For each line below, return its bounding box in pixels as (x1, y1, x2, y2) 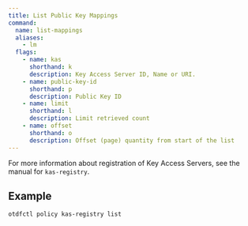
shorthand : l (28, 107, 73, 115)
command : (8, 19, 37, 27)
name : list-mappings (15, 26, 83, 34)
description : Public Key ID (28, 92, 122, 100)
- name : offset (22, 122, 73, 130)
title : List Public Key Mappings (8, 11, 118, 20)
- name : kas (22, 56, 62, 64)
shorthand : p (28, 85, 73, 93)
